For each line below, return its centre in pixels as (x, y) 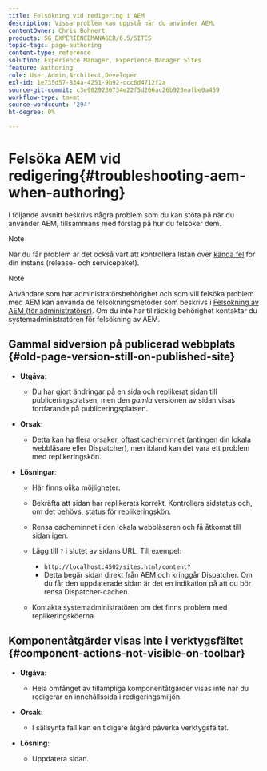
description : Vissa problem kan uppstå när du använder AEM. (112, 23)
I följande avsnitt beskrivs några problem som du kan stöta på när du (121, 215)
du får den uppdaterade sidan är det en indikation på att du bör (147, 583)
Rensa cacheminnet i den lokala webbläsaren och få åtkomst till (136, 527)
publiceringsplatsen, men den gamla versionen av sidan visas (133, 399)
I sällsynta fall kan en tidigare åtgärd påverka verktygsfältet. (130, 727)
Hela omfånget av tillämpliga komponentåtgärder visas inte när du (140, 688)
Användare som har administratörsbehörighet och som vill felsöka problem (131, 293)
